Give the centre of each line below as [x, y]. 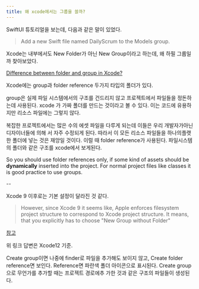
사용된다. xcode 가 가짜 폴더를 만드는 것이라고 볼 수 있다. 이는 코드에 [97, 105]
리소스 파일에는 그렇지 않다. [49, 112]
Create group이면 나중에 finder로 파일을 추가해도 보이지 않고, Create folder [94, 258]
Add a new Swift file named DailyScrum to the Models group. [95, 41]
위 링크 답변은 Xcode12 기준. [40, 245]
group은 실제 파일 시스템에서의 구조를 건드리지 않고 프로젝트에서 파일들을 [91, 98]
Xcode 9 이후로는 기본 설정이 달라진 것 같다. [57, 196]
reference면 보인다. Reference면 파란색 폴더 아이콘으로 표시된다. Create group [99, 265]
